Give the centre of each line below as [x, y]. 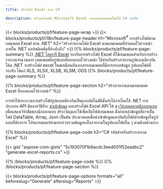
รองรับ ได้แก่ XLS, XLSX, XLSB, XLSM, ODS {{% [51, 71]
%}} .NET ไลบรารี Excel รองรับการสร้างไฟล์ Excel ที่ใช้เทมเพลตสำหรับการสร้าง [91, 54]
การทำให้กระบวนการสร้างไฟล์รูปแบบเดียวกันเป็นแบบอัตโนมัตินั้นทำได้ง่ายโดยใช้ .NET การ [77, 101]
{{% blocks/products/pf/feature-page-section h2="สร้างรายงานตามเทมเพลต [77, 86]
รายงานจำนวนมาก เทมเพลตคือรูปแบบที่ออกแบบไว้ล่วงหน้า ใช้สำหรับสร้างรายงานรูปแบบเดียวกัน [81, 60]
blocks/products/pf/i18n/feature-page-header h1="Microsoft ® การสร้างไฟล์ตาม [81, 38]
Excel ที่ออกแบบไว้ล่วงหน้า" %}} [33, 91]
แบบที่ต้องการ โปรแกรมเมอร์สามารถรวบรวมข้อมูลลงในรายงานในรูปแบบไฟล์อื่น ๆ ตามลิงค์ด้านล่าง [82, 123]
